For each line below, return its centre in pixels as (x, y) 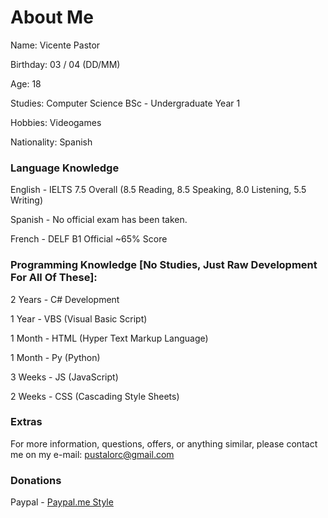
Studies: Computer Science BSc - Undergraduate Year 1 (125, 103)
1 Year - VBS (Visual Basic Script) (79, 318)
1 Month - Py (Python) (55, 357)
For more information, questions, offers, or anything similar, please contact (164, 443)
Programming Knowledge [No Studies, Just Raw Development (164, 265)
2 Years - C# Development (65, 299)
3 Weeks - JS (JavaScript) (64, 377)
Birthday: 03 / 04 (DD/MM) (65, 64)
